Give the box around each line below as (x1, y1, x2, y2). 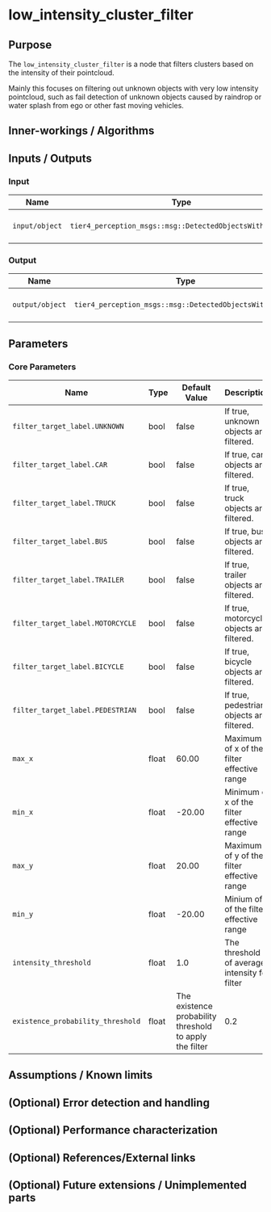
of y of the (224, 850, 264, 861)
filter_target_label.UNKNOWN (12, 422, 124, 431)
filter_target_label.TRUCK (12, 499, 116, 508)
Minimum (224, 786, 260, 797)
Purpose (8, 38, 52, 52)
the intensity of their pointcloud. (8, 68, 115, 78)
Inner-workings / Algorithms (8, 124, 155, 138)
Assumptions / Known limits (8, 1068, 153, 1082)
